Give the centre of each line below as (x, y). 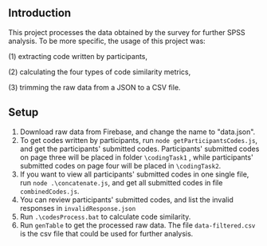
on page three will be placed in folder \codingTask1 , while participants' (136, 157)
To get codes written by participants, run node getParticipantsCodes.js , (138, 140)
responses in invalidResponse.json (78, 208)
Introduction (40, 13)
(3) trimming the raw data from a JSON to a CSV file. (94, 87)
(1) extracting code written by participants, (78, 56)
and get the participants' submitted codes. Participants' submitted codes (139, 149)
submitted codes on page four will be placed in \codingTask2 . (120, 165)
